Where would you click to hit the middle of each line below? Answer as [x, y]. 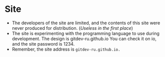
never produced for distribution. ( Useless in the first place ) [72, 28]
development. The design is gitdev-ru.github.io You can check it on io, [84, 39]
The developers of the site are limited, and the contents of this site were [86, 23]
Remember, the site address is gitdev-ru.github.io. [66, 49]
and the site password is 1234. [43, 44]
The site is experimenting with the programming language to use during [85, 33]
